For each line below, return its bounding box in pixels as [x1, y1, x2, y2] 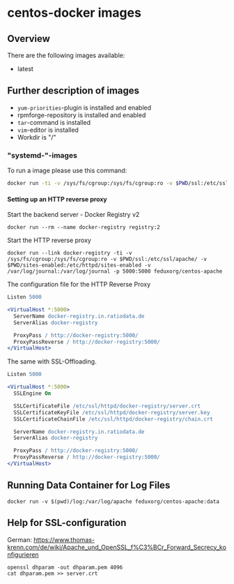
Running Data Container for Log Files [7, 479, 171, 491]
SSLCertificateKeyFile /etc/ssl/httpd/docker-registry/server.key [13, 409, 210, 416]
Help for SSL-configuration [7, 517, 127, 529]
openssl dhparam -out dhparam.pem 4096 [7, 564, 123, 571]
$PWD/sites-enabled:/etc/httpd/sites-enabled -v [7, 262, 151, 269]
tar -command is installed [17, 118, 91, 126]
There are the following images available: [7, 51, 125, 59]
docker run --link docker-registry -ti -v [7, 250, 132, 257]
